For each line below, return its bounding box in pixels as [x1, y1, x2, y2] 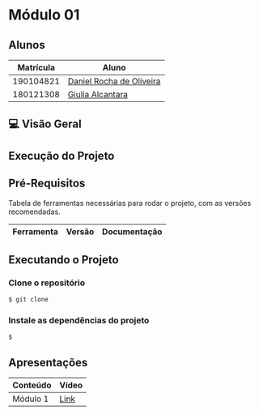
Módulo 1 [12, 393, 49, 404]
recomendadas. [8, 207, 61, 216]
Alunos [8, 38, 46, 52]
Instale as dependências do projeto [8, 314, 150, 326]
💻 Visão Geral [8, 118, 83, 131]
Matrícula [17, 62, 55, 73]
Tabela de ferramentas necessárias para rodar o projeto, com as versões [8, 198, 252, 207]
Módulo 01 [8, 6, 80, 24]
